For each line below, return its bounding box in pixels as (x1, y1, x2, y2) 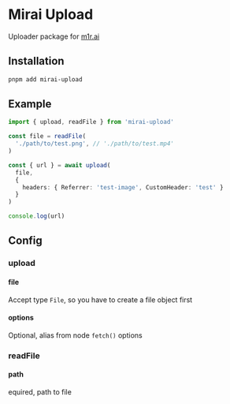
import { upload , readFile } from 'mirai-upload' (8, 118, 175, 126)
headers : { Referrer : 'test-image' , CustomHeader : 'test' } (22, 183, 224, 191)
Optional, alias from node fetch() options (8, 330, 143, 340)
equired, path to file (8, 387, 72, 396)
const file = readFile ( (8, 133, 87, 140)
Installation (8, 54, 65, 68)
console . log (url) (8, 212, 65, 220)
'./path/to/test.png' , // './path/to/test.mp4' (15, 140, 175, 148)
